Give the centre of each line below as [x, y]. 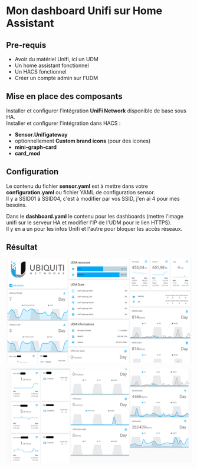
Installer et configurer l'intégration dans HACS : [63, 123]
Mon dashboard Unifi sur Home [84, 11]
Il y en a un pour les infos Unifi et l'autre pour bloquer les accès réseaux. [94, 228]
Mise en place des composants [64, 96]
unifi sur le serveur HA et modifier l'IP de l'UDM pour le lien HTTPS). [89, 223]
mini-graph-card [36, 147]
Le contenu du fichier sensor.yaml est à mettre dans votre [77, 186]
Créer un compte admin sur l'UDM [56, 78]
